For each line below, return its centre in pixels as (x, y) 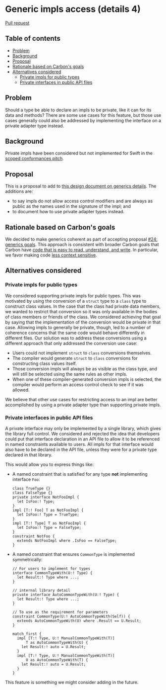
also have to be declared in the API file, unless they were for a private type (81, 449)
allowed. (21, 390)
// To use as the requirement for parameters (60, 612)
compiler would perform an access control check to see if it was (78, 384)
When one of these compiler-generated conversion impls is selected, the (87, 379)
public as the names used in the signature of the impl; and (72, 206)
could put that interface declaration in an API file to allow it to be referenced (83, 439)
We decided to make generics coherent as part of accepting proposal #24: (81, 239)
